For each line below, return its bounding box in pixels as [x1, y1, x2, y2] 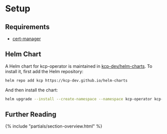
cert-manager [12, 36, 41, 42]
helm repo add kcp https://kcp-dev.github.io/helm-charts [5, 78, 128, 83]
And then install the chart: [5, 87, 58, 93]
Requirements [5, 23, 50, 31]
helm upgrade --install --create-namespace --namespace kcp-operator [5, 96, 153, 101]
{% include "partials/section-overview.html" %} [5, 123, 103, 129]
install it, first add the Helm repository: [5, 68, 83, 74]
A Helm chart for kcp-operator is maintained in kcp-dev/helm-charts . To [5, 63, 153, 69]
